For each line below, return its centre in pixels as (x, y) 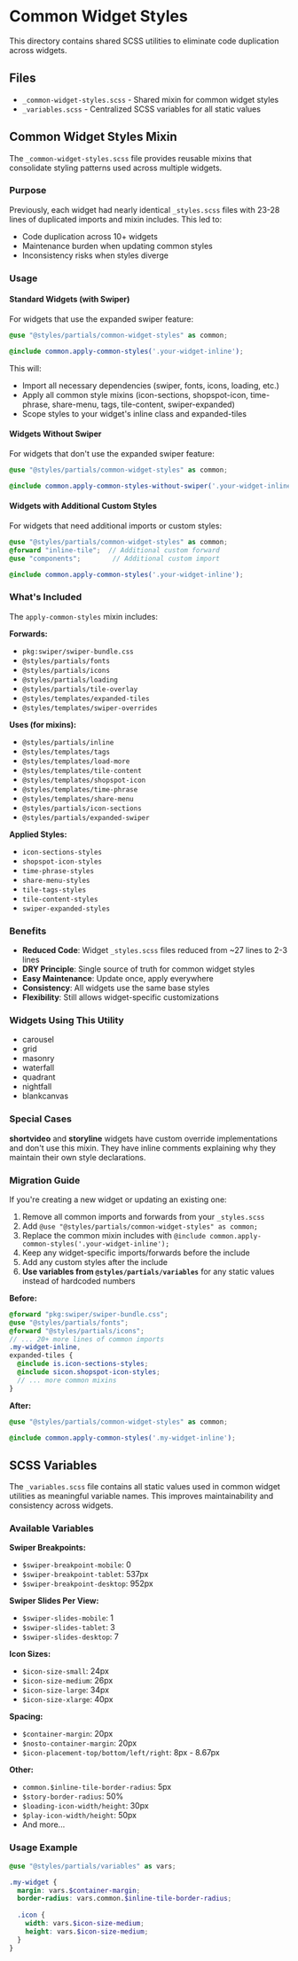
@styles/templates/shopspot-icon (84, 780)
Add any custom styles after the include (95, 1262)
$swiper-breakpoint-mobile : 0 (76, 1565)
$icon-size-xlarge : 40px (67, 1699)
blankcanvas (45, 1096)
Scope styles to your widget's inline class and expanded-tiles (134, 413)
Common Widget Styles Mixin (93, 137)
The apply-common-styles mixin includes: (83, 616)
